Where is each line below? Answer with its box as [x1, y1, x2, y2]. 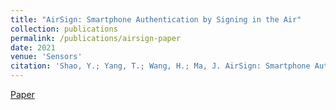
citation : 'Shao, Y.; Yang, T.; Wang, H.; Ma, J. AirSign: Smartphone [10, 61, 311, 71]
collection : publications [10, 24, 118, 34]
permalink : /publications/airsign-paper [10, 33, 182, 43]
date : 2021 [10, 42, 56, 53]
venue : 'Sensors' [10, 52, 83, 62]
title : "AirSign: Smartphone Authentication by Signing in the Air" [10, 14, 302, 25]
